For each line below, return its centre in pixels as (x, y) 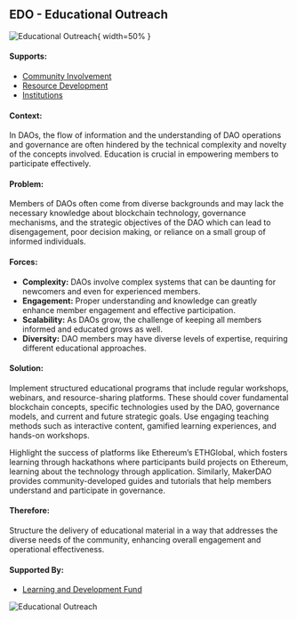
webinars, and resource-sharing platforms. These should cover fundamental (149, 397)
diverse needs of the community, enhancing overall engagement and (135, 540)
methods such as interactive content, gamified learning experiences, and (143, 425)
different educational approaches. (84, 348)
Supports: (28, 56)
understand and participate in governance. (88, 490)
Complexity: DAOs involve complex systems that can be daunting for (149, 282)
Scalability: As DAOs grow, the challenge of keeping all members (142, 319)
